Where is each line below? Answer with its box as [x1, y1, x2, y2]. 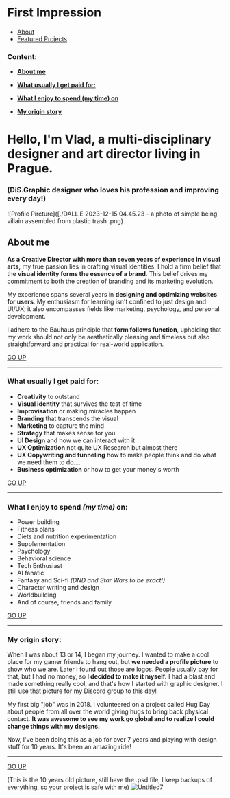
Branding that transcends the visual [16, 414, 118, 422]
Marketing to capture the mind [16, 421, 105, 430]
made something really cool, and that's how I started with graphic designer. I [7, 680, 223, 688]
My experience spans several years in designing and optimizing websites [7, 290, 218, 298]
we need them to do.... [16, 458, 81, 466]
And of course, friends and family [16, 598, 112, 606]
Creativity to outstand [16, 392, 80, 400]
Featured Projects [16, 34, 67, 43]
